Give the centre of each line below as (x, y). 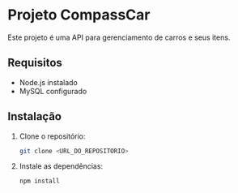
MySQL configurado (53, 91)
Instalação (35, 116)
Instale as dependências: (61, 166)
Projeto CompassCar (79, 15)
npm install (39, 181)
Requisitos (35, 63)
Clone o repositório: (52, 136)
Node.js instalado (49, 82)
